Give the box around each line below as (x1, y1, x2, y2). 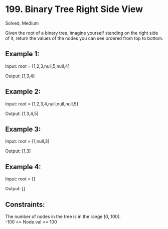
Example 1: (5, 50, 40, 58)
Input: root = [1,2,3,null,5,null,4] (5, 63, 70, 69)
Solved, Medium (5, 20, 39, 26)
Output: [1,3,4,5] (5, 110, 39, 117)
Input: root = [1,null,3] (5, 138, 50, 144)
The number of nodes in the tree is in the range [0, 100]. (5, 213, 121, 219)
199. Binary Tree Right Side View (5, 4, 143, 15)
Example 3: (5, 125, 41, 134)
